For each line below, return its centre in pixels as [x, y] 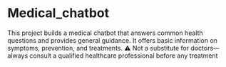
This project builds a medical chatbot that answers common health [105, 33]
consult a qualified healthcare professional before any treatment [124, 56]
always [18, 56]
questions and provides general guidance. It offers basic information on [112, 40]
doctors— [205, 48]
